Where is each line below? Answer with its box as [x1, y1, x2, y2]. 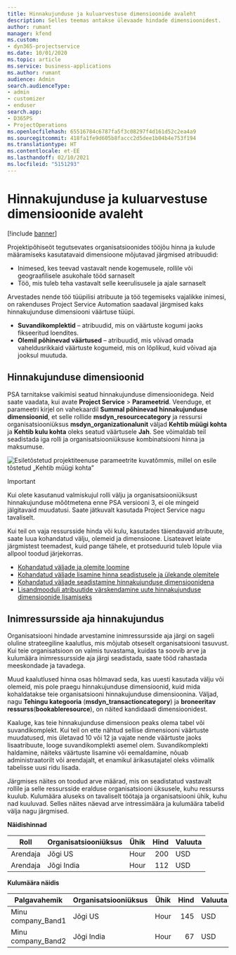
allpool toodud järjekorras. [7, 549, 84, 558]
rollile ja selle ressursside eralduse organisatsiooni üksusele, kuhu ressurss [7, 785, 225, 793]
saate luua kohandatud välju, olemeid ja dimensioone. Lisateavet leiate [7, 534, 211, 542]
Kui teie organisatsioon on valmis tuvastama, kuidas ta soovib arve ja [7, 646, 206, 655]
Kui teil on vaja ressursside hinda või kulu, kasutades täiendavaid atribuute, [7, 527, 225, 535]
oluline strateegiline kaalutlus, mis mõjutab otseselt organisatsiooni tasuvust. [7, 639, 230, 648]
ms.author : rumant [7, 69, 61, 76]
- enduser [7, 102, 37, 109]
